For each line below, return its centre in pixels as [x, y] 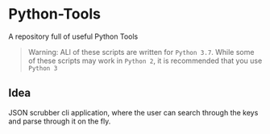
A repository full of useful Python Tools [73, 36]
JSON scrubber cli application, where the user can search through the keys [133, 112]
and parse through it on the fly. [60, 121]
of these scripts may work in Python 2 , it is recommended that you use [145, 61]
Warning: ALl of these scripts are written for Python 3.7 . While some [141, 52]
